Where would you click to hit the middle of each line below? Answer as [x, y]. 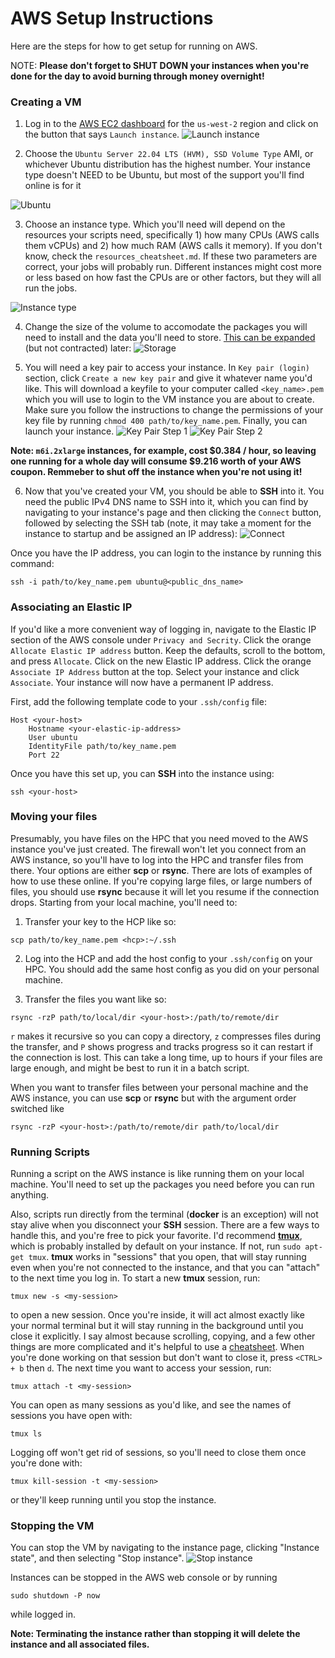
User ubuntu [53, 737]
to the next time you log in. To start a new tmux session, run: [135, 1278]
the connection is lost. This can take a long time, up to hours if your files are [166, 1057]
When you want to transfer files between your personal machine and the [159, 1087]
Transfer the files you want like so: [95, 999]
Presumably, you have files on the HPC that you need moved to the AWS [159, 838]
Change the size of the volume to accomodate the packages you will [166, 327]
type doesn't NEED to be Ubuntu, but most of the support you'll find [164, 175]
